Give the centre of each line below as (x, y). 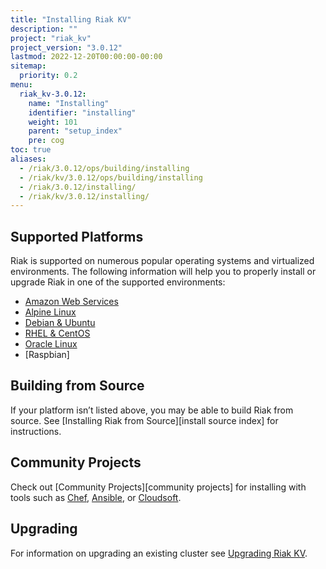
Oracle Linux (51, 344)
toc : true (31, 150)
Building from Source (77, 386)
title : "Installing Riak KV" (71, 19)
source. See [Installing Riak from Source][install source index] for (144, 420)
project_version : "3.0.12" (66, 47)
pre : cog (46, 141)
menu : (21, 85)
